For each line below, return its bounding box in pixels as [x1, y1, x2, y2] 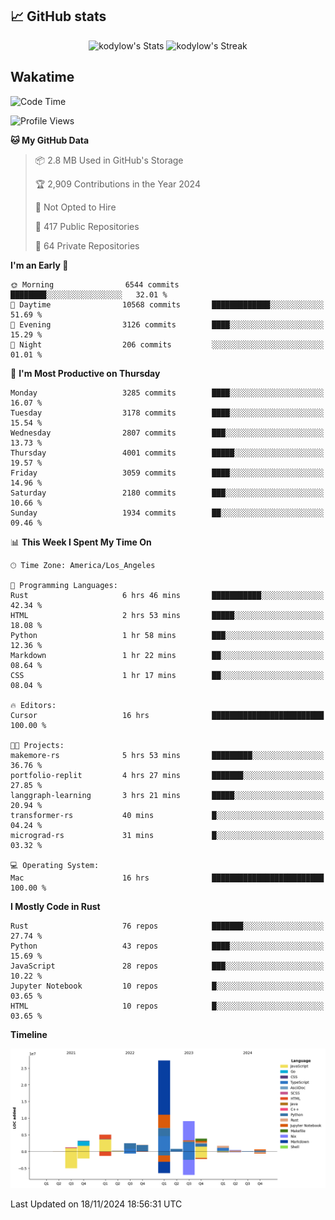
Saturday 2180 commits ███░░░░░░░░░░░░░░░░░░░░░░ [10, 488, 325, 498]
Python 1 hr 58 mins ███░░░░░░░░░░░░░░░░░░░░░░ [10, 630, 325, 640]
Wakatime [10, 69, 75, 86]
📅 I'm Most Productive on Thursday [10, 367, 161, 379]
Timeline [10, 1028, 48, 1040]
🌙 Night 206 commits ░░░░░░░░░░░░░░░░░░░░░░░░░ [10, 339, 325, 350]
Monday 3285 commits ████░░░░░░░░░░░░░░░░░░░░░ [10, 388, 325, 398]
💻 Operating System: [10, 860, 100, 870]
